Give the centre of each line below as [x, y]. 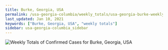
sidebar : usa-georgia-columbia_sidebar [47, 28]
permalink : [16, 14]
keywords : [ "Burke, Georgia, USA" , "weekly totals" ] [61, 24]
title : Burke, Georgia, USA [34, 10]
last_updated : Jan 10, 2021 [34, 19]
